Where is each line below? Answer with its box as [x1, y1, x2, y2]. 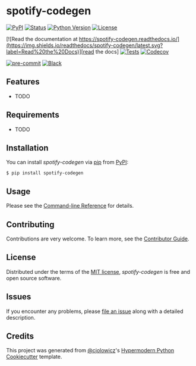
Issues [6, 292, 31, 302]
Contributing [6, 219, 55, 230]
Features [6, 77, 40, 87]
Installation [6, 143, 49, 153]
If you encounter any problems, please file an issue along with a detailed [6, 308, 184, 315]
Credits [6, 331, 34, 342]
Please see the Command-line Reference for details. [6, 202, 134, 209]
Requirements [6, 110, 59, 120]
